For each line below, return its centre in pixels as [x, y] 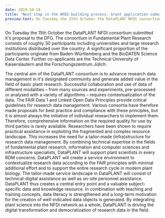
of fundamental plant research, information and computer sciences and [77, 147]
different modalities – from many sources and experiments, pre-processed [80, 90]
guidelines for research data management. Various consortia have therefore [82, 105]
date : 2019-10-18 [23, 10]
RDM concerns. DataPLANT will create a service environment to [70, 158]
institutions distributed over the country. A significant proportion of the [77, 49]
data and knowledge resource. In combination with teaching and [87, 189]
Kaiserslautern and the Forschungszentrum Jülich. [56, 64]
